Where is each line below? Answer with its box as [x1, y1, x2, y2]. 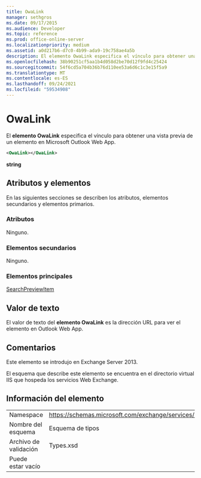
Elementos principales [6, 272, 73, 281]
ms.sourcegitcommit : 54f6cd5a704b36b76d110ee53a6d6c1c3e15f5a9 [6, 64, 167, 71]
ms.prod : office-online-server [6, 36, 84, 42]
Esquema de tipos [48, 424, 100, 432]
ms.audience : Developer [6, 25, 66, 32]
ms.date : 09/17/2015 [6, 20, 58, 26]
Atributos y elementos [6, 178, 91, 188]
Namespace [9, 410, 44, 419]
